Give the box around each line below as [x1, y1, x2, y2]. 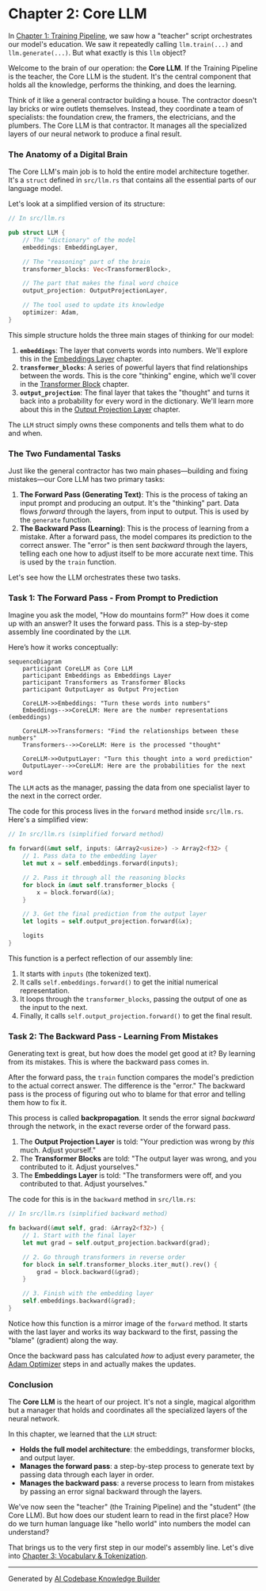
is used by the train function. [19, 557, 117, 567]
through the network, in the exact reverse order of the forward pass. [8, 1122, 231, 1131]
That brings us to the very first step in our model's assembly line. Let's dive [8, 1543, 254, 1552]
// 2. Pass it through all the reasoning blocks [22, 874, 186, 882]
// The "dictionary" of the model [22, 235, 136, 244]
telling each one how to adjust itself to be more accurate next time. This [19, 549, 254, 559]
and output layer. [19, 1453, 75, 1463]
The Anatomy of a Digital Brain [8, 148, 128, 159]
